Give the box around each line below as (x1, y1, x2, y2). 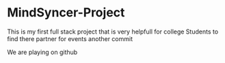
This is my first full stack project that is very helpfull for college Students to (7, 27, 219, 36)
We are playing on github (7, 48, 78, 56)
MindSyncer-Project (7, 5, 125, 21)
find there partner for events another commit (7, 34, 133, 42)
